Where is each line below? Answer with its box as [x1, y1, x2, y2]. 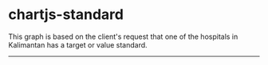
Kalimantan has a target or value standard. [8, 40, 148, 49]
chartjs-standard [8, 6, 124, 24]
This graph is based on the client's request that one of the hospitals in [8, 32, 238, 41]
